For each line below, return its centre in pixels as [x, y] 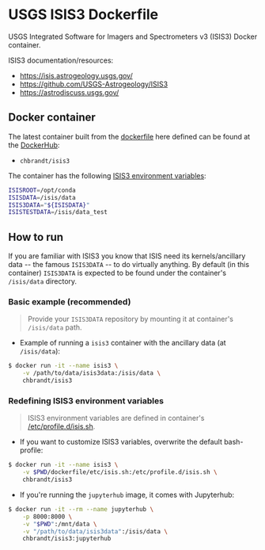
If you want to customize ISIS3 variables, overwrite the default [121, 442]
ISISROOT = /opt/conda [42, 190]
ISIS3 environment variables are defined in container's [116, 418]
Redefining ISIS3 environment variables [86, 400]
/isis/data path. [55, 327]
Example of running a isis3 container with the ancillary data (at [123, 343]
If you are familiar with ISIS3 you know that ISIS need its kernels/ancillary [127, 256]
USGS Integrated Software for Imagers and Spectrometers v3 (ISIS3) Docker [133, 36]
